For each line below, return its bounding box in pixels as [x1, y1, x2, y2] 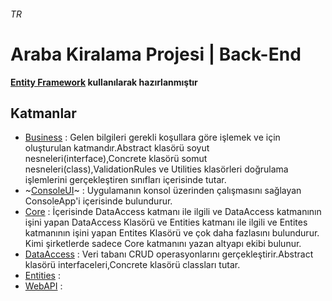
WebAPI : [24, 280, 63, 292]
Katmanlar [10, 105, 77, 122]
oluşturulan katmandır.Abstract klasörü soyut [24, 142, 210, 154]
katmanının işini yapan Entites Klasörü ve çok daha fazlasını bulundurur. [24, 227, 320, 239]
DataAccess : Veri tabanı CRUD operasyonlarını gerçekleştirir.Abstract [24, 248, 314, 260]
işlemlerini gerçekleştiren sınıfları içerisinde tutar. [24, 174, 227, 186]
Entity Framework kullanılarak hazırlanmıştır [10, 76, 198, 88]
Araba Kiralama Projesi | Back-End [10, 43, 302, 65]
